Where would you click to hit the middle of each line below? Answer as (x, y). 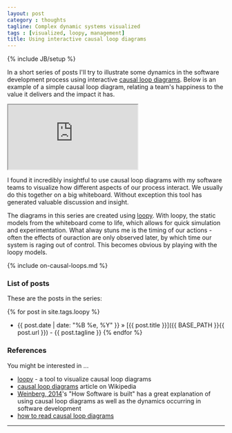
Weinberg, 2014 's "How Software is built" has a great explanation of (114, 394)
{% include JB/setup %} (41, 59)
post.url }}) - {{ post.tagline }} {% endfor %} (80, 333)
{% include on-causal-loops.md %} (58, 266)
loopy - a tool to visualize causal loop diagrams (84, 379)
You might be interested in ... (48, 365)
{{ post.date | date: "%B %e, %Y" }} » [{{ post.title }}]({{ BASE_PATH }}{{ (120, 325)
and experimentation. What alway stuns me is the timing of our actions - (110, 230)
